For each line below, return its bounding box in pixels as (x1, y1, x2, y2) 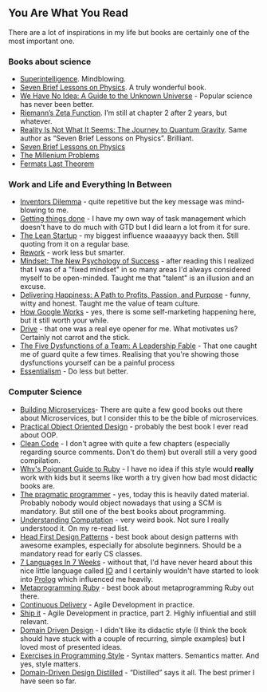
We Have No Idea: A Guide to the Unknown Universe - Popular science (19, 91, 253, 101)
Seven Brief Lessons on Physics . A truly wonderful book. (19, 83, 207, 93)
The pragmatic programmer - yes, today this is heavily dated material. (19, 489, 249, 499)
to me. (47, 205, 69, 215)
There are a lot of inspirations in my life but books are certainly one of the (8, 27, 249, 37)
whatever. (19, 117, 53, 126)
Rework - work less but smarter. (19, 247, 125, 258)
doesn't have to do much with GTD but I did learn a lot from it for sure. (19, 223, 251, 232)
